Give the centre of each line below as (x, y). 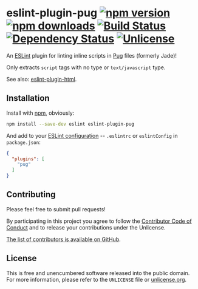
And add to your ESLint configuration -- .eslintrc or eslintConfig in (92, 135)
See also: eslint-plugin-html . (42, 79)
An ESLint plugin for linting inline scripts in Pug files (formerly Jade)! (92, 55)
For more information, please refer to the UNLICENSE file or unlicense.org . (97, 279)
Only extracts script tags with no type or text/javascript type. (86, 67)
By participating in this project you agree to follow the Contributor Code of (99, 221)
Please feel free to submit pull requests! (56, 209)
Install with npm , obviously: (40, 113)
